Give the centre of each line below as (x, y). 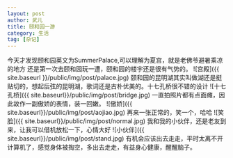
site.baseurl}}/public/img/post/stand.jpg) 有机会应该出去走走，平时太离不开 (115, 139)
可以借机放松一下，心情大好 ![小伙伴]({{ (88, 130)
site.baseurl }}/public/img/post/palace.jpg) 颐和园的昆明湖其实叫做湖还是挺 (115, 78)
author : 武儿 (25, 20)
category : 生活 (28, 33)
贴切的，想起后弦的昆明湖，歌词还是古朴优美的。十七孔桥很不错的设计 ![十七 (117, 86)
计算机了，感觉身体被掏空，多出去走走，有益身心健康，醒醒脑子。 (102, 148)
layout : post (26, 14)
